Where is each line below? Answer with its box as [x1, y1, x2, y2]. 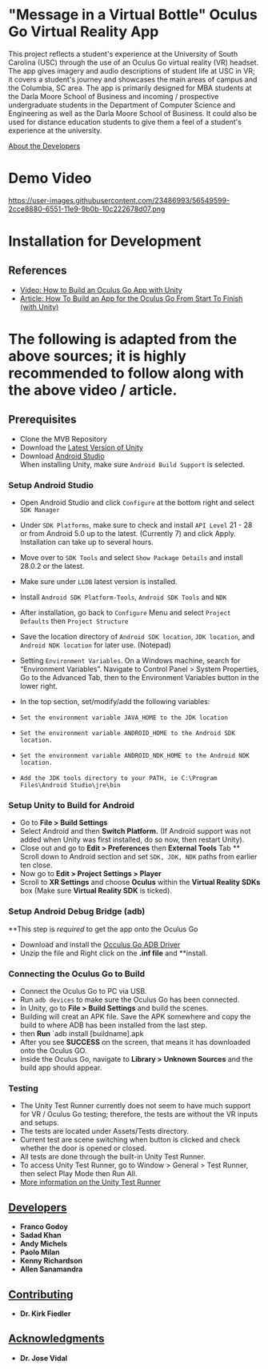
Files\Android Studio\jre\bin [19, 782, 122, 790]
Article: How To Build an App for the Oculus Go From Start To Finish [19, 294, 243, 303]
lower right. [19, 682, 58, 691]
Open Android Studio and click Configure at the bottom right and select [19, 498, 254, 507]
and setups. [19, 1118, 59, 1127]
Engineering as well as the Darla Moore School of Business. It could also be [8, 108, 258, 118]
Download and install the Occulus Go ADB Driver [19, 939, 181, 949]
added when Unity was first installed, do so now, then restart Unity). [19, 835, 245, 845]
